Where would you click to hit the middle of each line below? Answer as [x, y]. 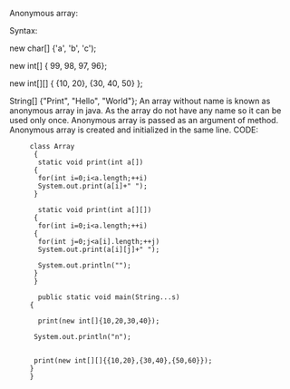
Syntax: [24, 30]
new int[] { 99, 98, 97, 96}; [58, 66]
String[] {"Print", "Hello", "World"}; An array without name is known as [140, 101]
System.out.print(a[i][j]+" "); [99, 249]
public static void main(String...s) [109, 297]
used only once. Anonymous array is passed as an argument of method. [144, 120]
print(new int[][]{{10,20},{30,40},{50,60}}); [123, 361]
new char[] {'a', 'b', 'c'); [53, 48]
